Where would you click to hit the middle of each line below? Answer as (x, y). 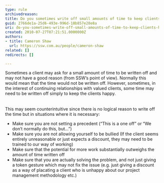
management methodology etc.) (44, 175)
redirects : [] (20, 55)
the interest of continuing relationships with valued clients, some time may (80, 89)
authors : (14, 37)
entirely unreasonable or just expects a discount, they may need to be (82, 139)
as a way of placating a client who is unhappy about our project (76, 170)
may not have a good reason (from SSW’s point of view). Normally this (76, 78)
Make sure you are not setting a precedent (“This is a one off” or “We (82, 124)
